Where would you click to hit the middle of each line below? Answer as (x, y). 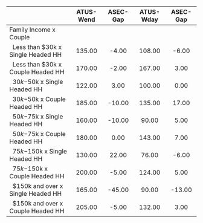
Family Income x (33, 30)
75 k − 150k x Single (40, 151)
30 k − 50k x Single (38, 82)
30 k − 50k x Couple (39, 99)
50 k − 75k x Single (38, 116)
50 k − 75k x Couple (39, 134)
